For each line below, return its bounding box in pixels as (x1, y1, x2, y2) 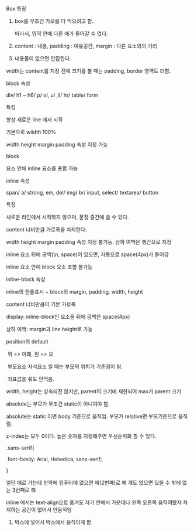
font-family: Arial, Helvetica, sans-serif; (7, 456, 102, 462)
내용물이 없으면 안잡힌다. (14, 55, 71, 62)
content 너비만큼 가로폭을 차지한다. (6, 226, 87, 233)
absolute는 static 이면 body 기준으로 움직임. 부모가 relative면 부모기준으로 (6, 413, 177, 420)
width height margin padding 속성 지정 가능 (6, 141, 108, 148)
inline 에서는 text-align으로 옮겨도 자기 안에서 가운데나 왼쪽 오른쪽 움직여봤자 (6, 499, 182, 506)
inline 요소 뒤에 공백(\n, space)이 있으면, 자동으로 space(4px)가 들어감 (6, 251, 169, 258)
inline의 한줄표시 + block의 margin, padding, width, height (6, 288, 143, 295)
